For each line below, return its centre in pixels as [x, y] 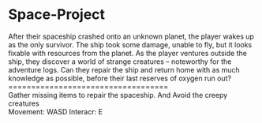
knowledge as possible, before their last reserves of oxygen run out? [120, 78]
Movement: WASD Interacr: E [55, 111]
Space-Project [56, 15]
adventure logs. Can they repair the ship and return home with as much [124, 69]
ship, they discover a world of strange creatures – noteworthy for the [120, 61]
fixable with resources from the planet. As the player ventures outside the [127, 53]
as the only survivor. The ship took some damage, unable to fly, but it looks [130, 44]
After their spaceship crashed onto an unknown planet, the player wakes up [131, 36]
